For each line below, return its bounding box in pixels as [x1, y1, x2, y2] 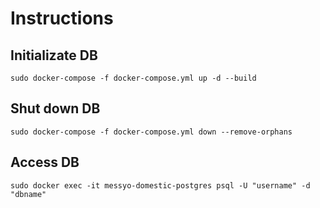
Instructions [10, 7, 114, 30]
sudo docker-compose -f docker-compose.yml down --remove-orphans [10, 127, 293, 137]
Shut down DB [10, 100, 101, 117]
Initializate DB [10, 47, 98, 64]
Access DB [10, 154, 80, 171]
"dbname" [10, 189, 47, 199]
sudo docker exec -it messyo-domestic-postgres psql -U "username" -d [10, 180, 311, 191]
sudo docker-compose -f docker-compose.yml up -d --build [10, 73, 257, 83]
